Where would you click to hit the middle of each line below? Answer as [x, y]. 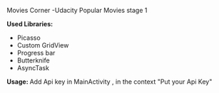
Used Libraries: [30, 24]
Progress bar [36, 53]
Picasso [29, 38]
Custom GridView [43, 45]
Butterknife [34, 60]
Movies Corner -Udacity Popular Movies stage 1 [77, 10]
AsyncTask [33, 68]
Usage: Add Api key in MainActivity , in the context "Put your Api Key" [109, 82]
